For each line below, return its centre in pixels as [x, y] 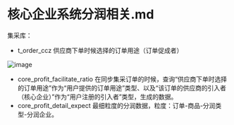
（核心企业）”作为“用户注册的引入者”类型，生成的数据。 [97, 97]
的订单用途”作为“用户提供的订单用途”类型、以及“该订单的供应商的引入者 [122, 88]
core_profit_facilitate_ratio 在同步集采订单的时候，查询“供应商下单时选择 [122, 79]
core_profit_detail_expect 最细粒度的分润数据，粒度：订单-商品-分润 [116, 105]
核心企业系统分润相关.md [81, 14]
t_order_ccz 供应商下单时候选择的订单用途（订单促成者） [100, 50]
